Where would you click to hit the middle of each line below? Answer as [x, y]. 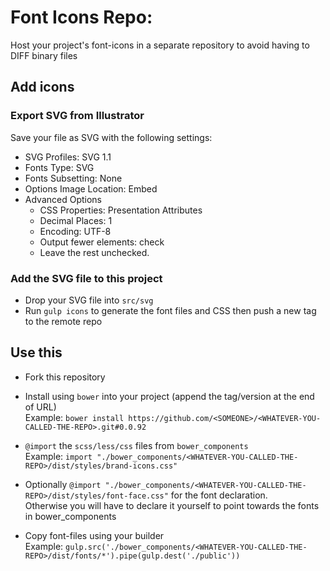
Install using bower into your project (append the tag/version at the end [169, 396]
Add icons [42, 87]
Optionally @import [63, 484]
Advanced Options [63, 199]
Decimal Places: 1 [76, 220]
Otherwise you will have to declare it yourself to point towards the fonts [172, 505]
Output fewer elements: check [102, 242]
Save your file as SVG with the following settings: [111, 137]
